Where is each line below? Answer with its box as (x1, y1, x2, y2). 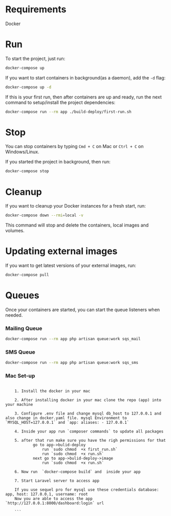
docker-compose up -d (5, 85, 52, 90)
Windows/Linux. (5, 149, 39, 155)
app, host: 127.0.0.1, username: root (5, 491, 88, 497)
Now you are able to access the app (14, 496, 93, 501)
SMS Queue (5, 348, 36, 356)
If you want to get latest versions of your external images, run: (5, 262, 137, 269)
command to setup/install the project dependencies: (5, 99, 116, 106)
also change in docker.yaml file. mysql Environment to (5, 415, 127, 421)
